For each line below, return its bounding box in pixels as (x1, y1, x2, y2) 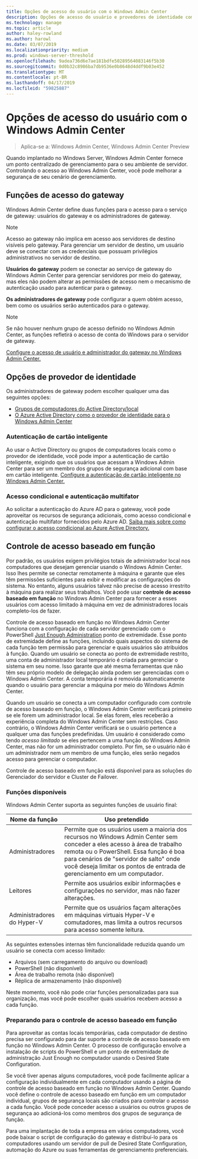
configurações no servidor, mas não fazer (64, 886, 180, 895)
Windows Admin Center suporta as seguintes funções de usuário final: (6, 801, 178, 808)
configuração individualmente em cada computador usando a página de (6, 1078, 181, 1086)
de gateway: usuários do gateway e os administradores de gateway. (6, 212, 171, 219)
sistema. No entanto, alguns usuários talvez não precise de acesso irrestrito (6, 582, 190, 589)
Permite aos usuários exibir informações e (64, 879, 181, 888)
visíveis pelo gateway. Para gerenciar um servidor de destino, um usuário (6, 241, 184, 248)
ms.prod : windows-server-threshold (6, 53, 94, 58)
